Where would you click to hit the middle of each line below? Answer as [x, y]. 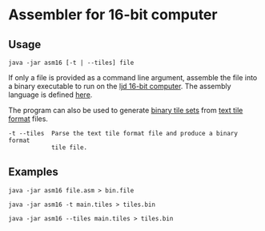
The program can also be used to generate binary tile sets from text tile [126, 110]
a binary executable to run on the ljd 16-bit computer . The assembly [120, 86]
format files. [28, 119]
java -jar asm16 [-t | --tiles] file [71, 63]
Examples [33, 172]
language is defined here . [50, 95]
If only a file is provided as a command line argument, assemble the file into [133, 77]
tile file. [69, 148]
